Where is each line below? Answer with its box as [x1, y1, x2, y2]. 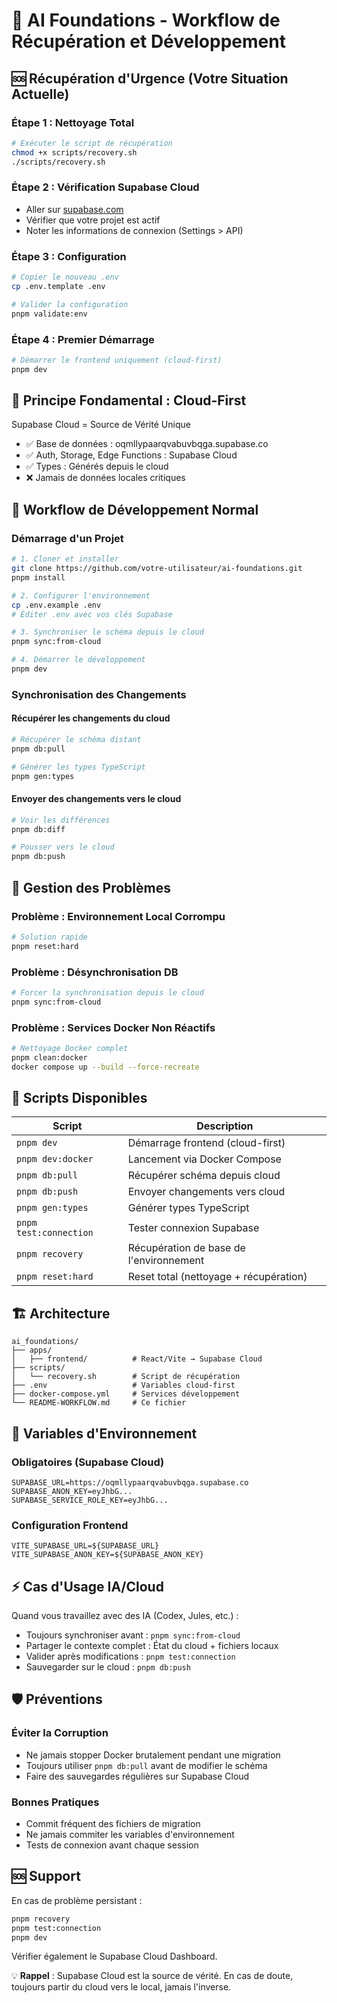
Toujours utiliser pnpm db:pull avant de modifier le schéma [25, 1759, 268, 1771]
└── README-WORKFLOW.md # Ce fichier [11, 1398, 187, 1408]
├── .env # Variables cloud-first [11, 1380, 236, 1391]
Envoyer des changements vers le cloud [11, 793, 182, 805]
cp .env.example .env [11, 600, 102, 610]
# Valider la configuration [11, 299, 129, 309]
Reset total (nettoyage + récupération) [127, 1270, 308, 1284]
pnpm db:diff [11, 824, 66, 834]
